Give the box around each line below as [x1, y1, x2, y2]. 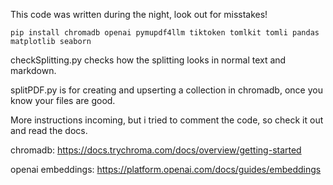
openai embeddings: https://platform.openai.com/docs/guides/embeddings [10, 164, 322, 175]
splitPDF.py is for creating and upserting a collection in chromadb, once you [10, 84, 323, 96]
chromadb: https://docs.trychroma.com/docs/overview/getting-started [10, 144, 302, 156]
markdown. [10, 65, 57, 76]
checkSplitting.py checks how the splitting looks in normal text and [10, 54, 287, 66]
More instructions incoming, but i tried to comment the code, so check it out [10, 114, 324, 126]
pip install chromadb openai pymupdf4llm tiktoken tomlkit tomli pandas [10, 28, 320, 38]
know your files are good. [10, 95, 116, 106]
